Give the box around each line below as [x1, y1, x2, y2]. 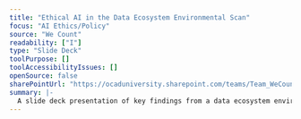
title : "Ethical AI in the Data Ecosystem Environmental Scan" [9, 13, 251, 22]
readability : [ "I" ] [9, 38, 82, 47]
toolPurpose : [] [9, 55, 70, 64]
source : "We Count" [9, 30, 82, 38]
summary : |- [9, 88, 54, 97]
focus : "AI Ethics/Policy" [9, 21, 110, 30]
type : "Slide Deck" [9, 47, 82, 55]
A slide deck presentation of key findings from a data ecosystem [17, 96, 271, 106]
